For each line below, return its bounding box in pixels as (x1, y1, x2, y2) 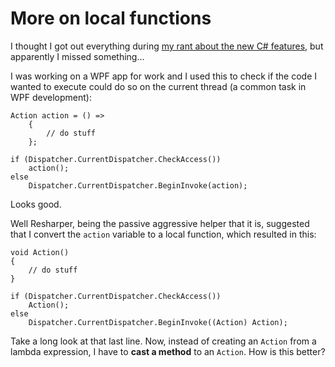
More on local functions (10, 7, 212, 30)
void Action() (10, 247, 70, 257)
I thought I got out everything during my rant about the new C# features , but (10, 40, 324, 52)
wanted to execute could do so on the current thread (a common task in (10, 80, 307, 92)
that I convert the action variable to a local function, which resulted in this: (10, 228, 317, 240)
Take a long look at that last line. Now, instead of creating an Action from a (10, 335, 317, 347)
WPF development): (10, 91, 92, 103)
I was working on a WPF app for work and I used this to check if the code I (10, 70, 318, 82)
